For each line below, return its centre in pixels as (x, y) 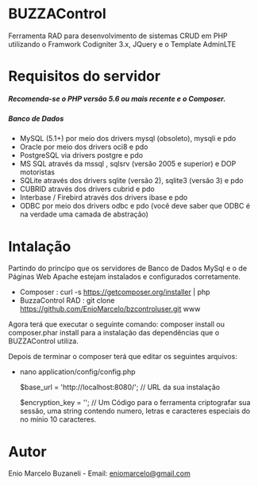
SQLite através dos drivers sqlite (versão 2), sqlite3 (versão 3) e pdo (131, 181)
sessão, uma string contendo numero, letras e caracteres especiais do (135, 411)
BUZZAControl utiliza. (44, 341)
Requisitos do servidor (85, 77)
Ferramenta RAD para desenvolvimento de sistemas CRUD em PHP (118, 36)
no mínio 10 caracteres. (58, 419)
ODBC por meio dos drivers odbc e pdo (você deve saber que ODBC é (135, 206)
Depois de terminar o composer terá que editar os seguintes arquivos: (123, 357)
